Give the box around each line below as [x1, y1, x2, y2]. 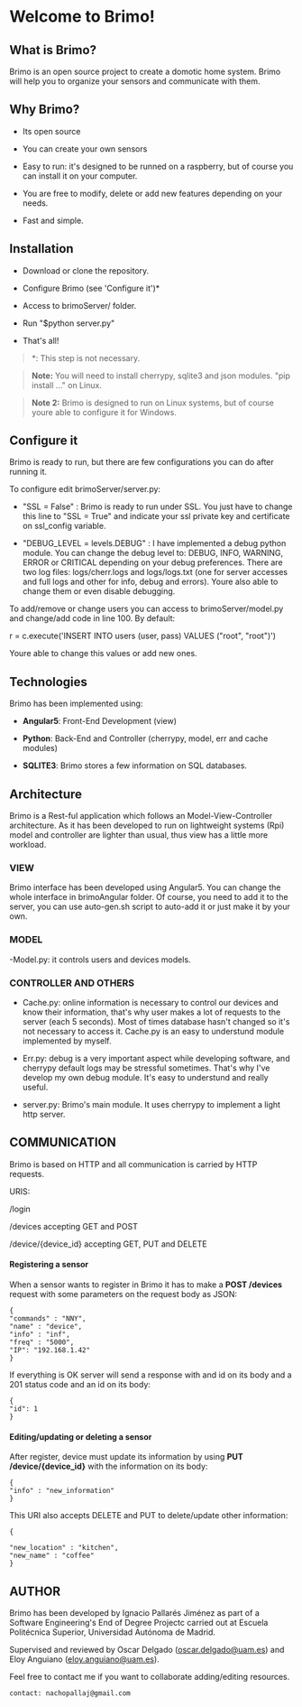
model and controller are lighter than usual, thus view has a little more [9, 830, 269, 840]
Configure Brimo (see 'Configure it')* [22, 283, 160, 293]
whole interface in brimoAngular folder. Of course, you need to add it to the [9, 892, 288, 903]
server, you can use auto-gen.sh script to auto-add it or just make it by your [9, 901, 291, 913]
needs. [22, 197, 49, 209]
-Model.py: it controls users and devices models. [9, 954, 191, 965]
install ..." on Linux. [31, 379, 102, 390]
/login [9, 1203, 32, 1214]
